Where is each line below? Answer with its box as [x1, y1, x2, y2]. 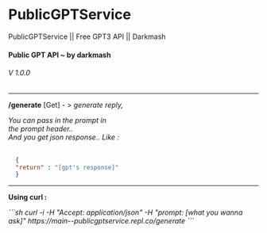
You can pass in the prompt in [8, 115, 107, 124]
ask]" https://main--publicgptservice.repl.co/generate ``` [8, 216, 195, 226]
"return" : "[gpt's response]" [15, 163, 119, 171]
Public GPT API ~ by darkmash [8, 50, 111, 59]
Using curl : [8, 193, 48, 202]
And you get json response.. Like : [8, 132, 120, 142]
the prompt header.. [8, 124, 74, 133]
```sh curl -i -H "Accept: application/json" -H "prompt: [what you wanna [8, 208, 243, 217]
